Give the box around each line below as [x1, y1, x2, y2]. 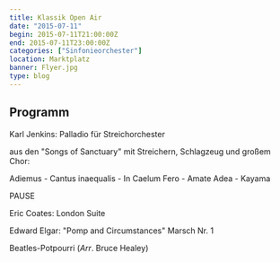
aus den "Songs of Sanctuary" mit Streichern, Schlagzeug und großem [9, 145, 271, 157]
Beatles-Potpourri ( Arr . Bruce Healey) [9, 242, 149, 253]
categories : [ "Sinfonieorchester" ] [9, 47, 143, 56]
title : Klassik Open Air [9, 13, 102, 22]
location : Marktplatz [9, 55, 91, 64]
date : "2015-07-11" [9, 22, 83, 31]
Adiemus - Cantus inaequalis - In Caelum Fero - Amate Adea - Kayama [9, 172, 271, 184]
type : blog [9, 72, 50, 81]
